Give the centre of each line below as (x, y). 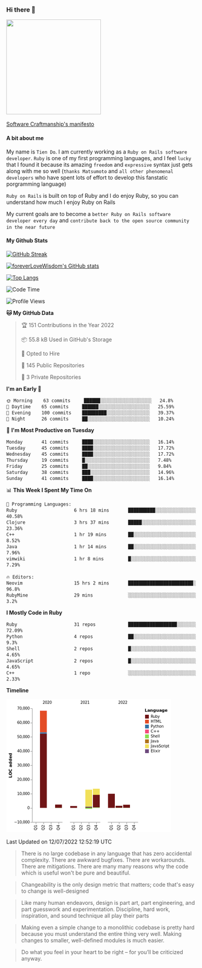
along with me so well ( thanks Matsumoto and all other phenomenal (90, 171)
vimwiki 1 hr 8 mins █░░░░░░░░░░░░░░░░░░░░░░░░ (101, 559)
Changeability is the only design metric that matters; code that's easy (108, 884)
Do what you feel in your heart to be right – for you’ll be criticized (102, 952)
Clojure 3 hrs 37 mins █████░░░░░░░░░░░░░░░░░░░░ (101, 522)
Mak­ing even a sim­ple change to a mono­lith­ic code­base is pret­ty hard (108, 927)
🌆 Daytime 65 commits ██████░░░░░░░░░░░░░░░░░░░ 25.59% (90, 407)
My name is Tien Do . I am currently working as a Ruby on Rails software (97, 152)
